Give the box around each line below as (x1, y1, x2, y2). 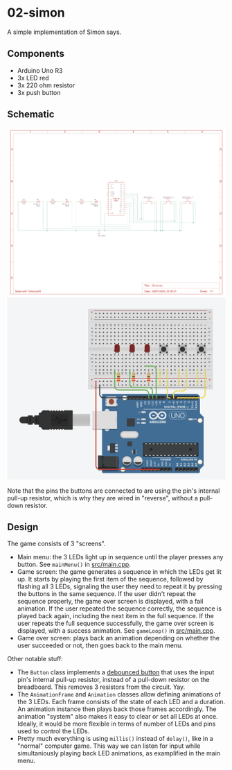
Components (7, 48, 64, 60)
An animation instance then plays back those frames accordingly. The (17, 705, 217, 713)
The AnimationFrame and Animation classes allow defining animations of (17, 690, 222, 699)
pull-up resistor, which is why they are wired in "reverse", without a (7, 493, 199, 502)
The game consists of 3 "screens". (7, 539, 106, 548)
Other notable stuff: (7, 655, 64, 663)
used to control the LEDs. (17, 727, 90, 735)
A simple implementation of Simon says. (7, 28, 122, 36)
